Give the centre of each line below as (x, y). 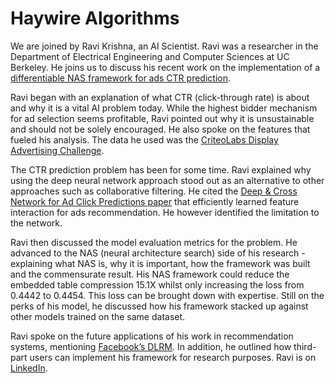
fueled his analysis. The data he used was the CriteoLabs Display (144, 139)
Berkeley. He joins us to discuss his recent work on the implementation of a (165, 67)
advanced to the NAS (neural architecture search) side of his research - (158, 253)
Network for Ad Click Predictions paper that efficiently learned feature (155, 201)
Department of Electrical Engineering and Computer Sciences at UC (150, 56)
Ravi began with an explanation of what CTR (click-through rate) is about (160, 97)
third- (305, 346)
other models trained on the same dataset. (98, 316)
